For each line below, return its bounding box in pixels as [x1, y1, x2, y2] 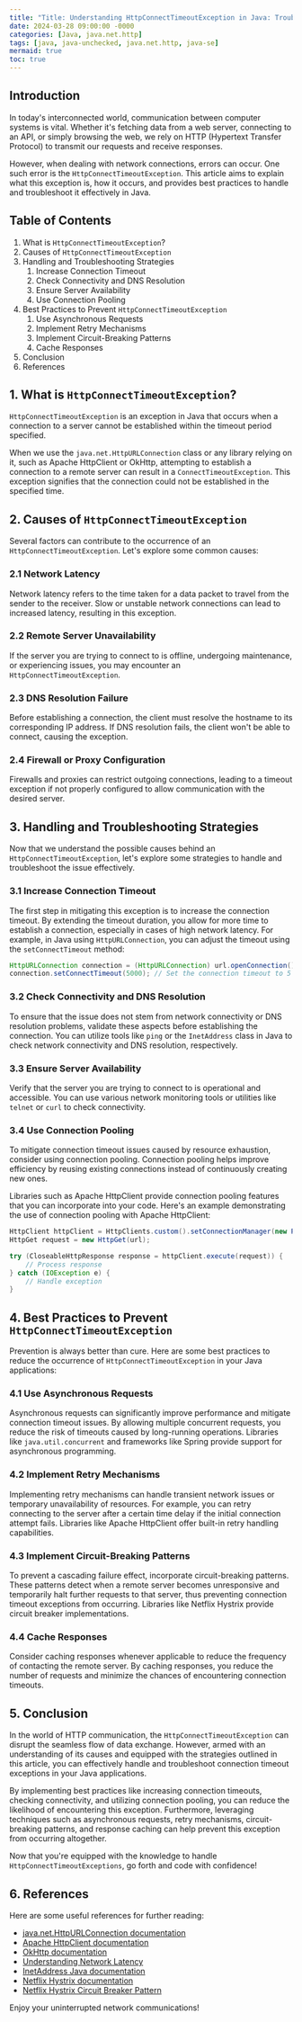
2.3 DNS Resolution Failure [9, 692, 129, 704]
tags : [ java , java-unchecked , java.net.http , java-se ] [9, 38, 219, 48]
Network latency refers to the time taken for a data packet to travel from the [9, 588, 289, 599]
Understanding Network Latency [22, 1955, 144, 1966]
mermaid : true [9, 47, 63, 56]
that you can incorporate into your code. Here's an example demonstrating [9, 1200, 286, 1211]
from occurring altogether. [9, 1833, 108, 1844]
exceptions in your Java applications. [9, 1768, 147, 1779]
